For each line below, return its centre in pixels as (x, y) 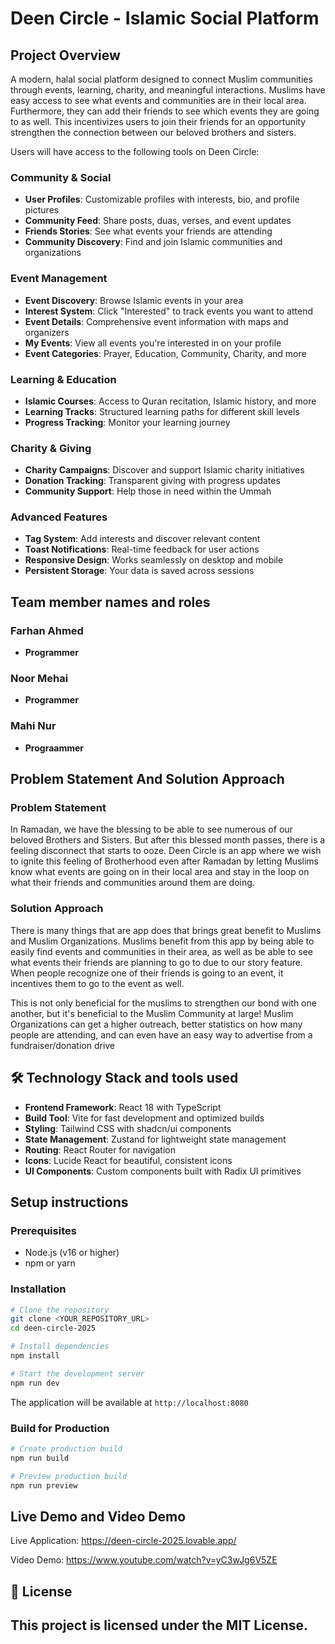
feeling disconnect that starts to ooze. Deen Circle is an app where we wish (166, 851)
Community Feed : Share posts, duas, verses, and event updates (158, 221)
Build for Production (60, 1428)
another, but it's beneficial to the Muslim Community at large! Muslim (152, 1013)
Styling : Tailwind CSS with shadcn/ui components (128, 1128)
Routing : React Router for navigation (100, 1149)
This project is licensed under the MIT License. (159, 1625)
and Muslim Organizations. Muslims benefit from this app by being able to (162, 941)
